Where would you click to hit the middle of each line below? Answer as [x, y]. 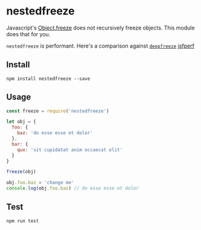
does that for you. [28, 34]
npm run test [23, 221]
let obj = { [21, 122]
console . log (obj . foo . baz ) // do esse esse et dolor [72, 188]
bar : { [20, 144]
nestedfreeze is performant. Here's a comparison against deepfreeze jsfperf [101, 46]
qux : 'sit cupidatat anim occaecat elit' [70, 150]
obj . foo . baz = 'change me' [40, 183]
